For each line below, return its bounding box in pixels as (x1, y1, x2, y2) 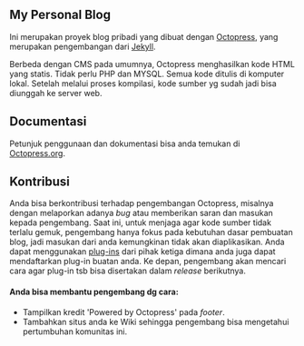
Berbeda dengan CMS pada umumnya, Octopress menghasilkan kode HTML (9, 58, 295, 69)
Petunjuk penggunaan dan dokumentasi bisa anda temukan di (9, 138, 240, 149)
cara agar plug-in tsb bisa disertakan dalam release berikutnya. (9, 265, 247, 276)
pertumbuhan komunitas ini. (22, 326, 128, 337)
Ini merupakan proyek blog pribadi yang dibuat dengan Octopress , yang (9, 31, 279, 42)
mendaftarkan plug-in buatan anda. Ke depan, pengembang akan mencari (9, 256, 287, 267)
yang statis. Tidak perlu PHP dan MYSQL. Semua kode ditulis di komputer (9, 68, 285, 79)
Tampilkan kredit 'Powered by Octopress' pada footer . (22, 306, 225, 317)
